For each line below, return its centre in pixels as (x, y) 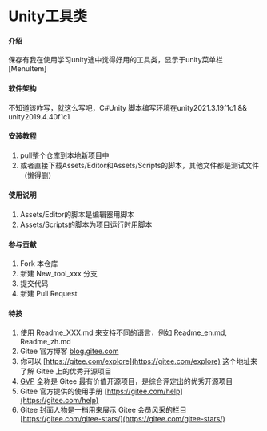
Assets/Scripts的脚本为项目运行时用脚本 (86, 224)
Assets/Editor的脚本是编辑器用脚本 (77, 214)
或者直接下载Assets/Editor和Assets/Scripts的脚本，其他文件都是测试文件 (139, 165)
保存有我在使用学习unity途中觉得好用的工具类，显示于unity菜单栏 (116, 60)
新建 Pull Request (48, 294)
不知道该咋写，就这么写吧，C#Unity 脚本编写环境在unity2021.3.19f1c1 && (128, 107)
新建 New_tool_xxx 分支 (58, 274)
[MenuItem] (28, 69)
